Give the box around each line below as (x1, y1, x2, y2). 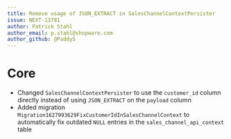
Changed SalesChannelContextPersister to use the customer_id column (17, 89, 221, 97)
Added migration (17, 103, 66, 111)
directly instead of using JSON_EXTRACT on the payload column (17, 96, 192, 104)
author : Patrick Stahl (7, 23, 73, 30)
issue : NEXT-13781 (7, 17, 60, 24)
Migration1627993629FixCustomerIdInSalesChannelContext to (17, 111, 189, 119)
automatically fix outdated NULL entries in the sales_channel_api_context (17, 118, 224, 127)
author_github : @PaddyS (7, 36, 76, 43)
